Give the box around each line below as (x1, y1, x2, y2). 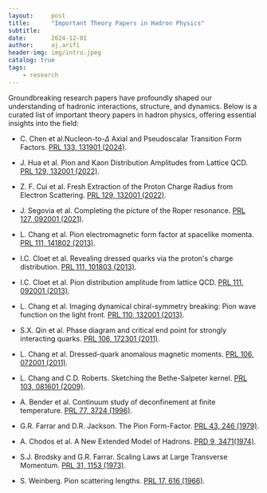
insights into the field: (8, 118, 80, 128)
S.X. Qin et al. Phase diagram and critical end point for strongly (19, 325, 227, 335)
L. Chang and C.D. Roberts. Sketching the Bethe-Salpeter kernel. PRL (19, 373, 248, 383)
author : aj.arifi (8, 41, 80, 49)
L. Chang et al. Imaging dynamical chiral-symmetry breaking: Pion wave (19, 301, 257, 311)
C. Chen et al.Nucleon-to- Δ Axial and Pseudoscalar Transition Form (19, 133, 242, 144)
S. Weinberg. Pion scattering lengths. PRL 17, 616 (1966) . (19, 475, 206, 485)
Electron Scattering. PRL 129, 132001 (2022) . (19, 190, 167, 199)
